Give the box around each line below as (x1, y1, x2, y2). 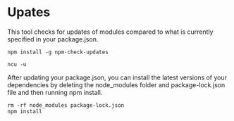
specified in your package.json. (7, 34, 99, 43)
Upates (7, 4, 51, 20)
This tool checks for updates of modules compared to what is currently (7, 27, 214, 36)
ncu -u (7, 60, 27, 68)
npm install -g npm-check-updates (7, 49, 109, 56)
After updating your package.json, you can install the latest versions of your (7, 73, 228, 82)
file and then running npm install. (7, 88, 103, 96)
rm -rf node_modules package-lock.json (7, 101, 125, 109)
